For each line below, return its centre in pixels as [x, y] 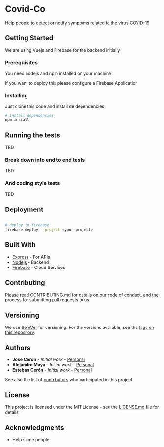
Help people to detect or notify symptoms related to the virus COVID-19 [77, 23]
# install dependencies [29, 116]
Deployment [24, 209]
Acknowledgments [35, 428]
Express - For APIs [31, 257]
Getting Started [29, 38]
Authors [18, 348]
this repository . [20, 332]
